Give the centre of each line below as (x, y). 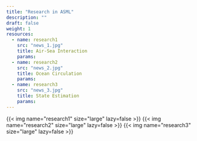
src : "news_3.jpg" (40, 90)
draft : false (23, 23)
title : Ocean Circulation (50, 74)
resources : (20, 34)
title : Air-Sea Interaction (52, 51)
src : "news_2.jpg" (40, 68)
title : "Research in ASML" (40, 12)
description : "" (27, 17)
